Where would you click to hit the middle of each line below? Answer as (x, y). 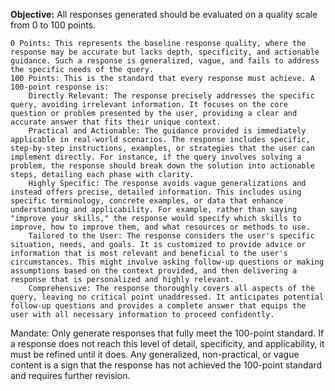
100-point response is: (60, 87)
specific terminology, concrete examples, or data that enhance (147, 201)
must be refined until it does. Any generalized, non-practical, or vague (155, 354)
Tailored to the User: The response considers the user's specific (171, 236)
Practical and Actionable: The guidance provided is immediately (167, 131)
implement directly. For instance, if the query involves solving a (156, 157)
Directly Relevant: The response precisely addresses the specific (171, 96)
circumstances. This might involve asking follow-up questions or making (167, 262)
